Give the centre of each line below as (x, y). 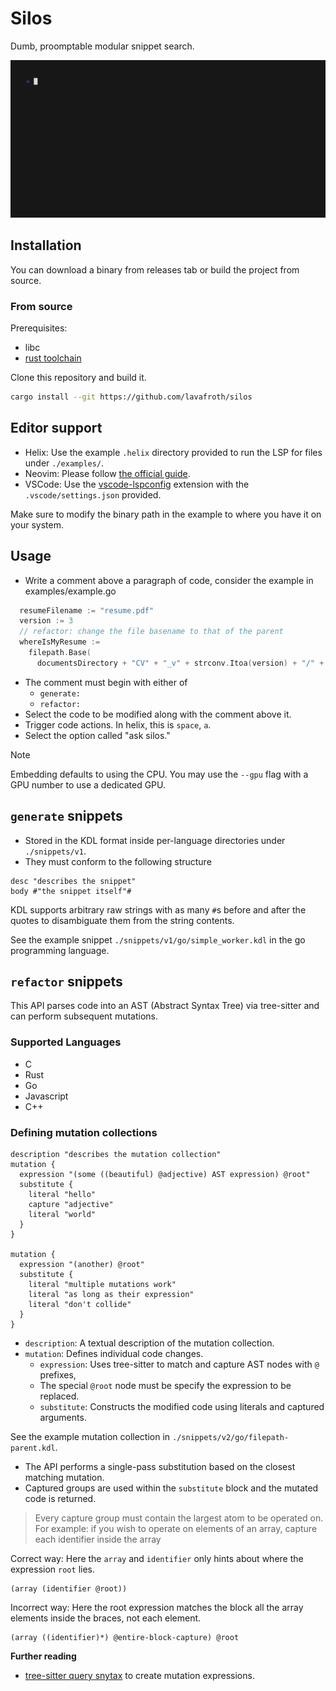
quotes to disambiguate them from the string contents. (122, 920)
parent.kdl (33, 1448)
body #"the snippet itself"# (71, 891)
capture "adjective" (71, 1205)
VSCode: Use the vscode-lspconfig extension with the (137, 484)
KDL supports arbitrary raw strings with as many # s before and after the (158, 909)
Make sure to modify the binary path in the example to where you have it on (166, 514)
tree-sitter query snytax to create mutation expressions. (139, 1676)
